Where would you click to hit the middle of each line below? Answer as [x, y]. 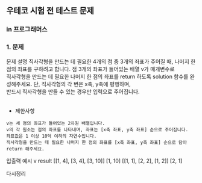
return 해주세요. [26, 149]
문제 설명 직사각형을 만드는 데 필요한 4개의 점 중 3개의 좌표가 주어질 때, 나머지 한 [101, 61]
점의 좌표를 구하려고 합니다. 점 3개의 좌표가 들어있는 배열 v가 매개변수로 [90, 69]
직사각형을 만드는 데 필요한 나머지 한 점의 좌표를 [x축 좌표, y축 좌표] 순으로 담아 [96, 142]
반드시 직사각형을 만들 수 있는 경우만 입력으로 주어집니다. [73, 91]
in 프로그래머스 [27, 29]
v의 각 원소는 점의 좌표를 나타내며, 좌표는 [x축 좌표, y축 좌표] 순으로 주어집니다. [97, 129]
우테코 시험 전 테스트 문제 [50, 11]
